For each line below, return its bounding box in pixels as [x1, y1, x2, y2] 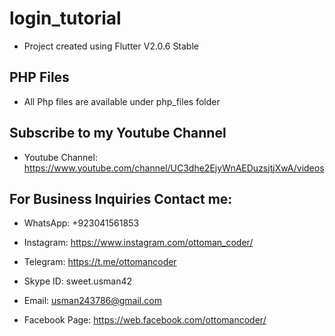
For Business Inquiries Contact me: [9, 190, 233, 207]
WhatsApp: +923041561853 [23, 217, 140, 229]
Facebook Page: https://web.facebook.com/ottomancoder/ [23, 314, 267, 326]
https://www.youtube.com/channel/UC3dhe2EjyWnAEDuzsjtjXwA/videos [23, 162, 325, 174]
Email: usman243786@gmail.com [23, 295, 162, 307]
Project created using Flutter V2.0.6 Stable [23, 40, 199, 52]
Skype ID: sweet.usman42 [23, 275, 133, 287]
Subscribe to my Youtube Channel [9, 125, 227, 142]
